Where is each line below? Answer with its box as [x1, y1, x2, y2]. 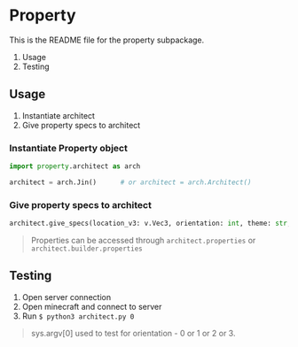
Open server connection [21, 291, 112, 302]
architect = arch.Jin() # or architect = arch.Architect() [9, 178, 252, 187]
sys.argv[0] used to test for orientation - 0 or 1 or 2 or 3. [30, 328, 236, 338]
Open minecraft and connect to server [21, 301, 162, 312]
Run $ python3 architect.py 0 [21, 311, 135, 321]
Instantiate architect [21, 110, 96, 120]
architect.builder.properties [30, 244, 144, 253]
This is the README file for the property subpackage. [9, 35, 205, 45]
